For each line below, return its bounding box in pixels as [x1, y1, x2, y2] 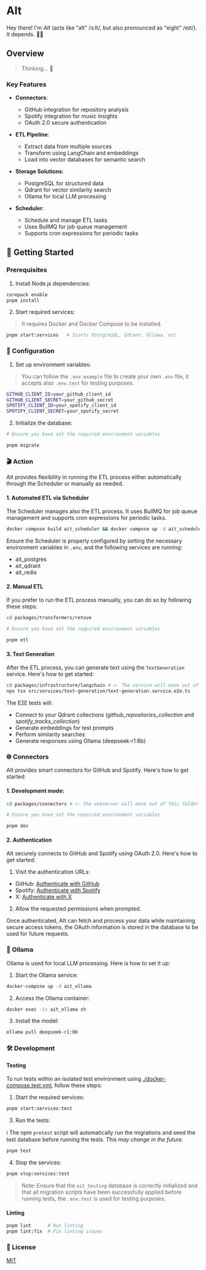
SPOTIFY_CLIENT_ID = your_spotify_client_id [6, 402, 116, 409]
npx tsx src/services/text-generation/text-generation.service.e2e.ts [6, 688, 191, 694]
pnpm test [6, 1148, 32, 1154]
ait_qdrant [15, 562, 41, 570]
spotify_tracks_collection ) [15, 718, 80, 725]
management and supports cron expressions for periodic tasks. [6, 514, 167, 522]
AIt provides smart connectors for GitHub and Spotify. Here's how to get [6, 766, 189, 774]
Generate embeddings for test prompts [15, 724, 114, 732]
